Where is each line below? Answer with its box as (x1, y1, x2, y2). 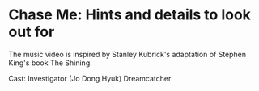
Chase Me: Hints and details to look (8, 6, 251, 24)
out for (8, 23, 55, 41)
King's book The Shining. (8, 58, 92, 68)
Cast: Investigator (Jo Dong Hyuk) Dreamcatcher (8, 73, 172, 83)
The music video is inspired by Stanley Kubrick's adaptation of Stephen (8, 49, 247, 59)
